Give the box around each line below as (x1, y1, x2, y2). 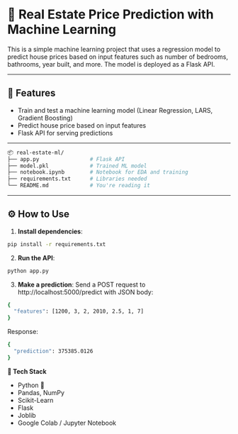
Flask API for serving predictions (17, 128, 113, 137)
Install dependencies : (17, 227, 83, 235)
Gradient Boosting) (17, 113, 73, 122)
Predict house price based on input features (17, 121, 147, 130)
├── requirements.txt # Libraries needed (7, 175, 147, 183)
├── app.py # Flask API (7, 155, 125, 162)
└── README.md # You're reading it (7, 182, 151, 189)
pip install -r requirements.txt (7, 240, 106, 247)
